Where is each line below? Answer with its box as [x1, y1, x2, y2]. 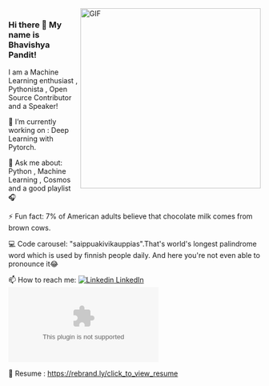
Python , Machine [8, 167, 66, 176]
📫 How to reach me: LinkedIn [8, 275, 144, 285]
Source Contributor [8, 93, 72, 103]
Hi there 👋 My [8, 19, 62, 30]
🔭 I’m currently [8, 117, 57, 127]
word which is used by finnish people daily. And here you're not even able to [8, 251, 260, 260]
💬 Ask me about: [8, 158, 62, 167]
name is [8, 29, 40, 40]
